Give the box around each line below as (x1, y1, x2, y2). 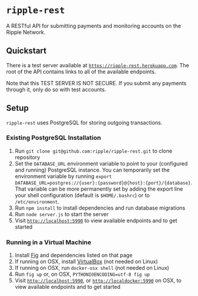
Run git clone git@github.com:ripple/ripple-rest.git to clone (14, 147, 172, 154)
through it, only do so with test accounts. (6, 86, 106, 93)
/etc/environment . (14, 198, 59, 205)
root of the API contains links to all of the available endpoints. (6, 68, 156, 75)
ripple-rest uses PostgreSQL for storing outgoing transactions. (6, 119, 163, 126)
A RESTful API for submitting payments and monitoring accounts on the (6, 22, 181, 29)
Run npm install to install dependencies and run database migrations (14, 204, 186, 211)
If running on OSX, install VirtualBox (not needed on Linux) (14, 258, 158, 265)
